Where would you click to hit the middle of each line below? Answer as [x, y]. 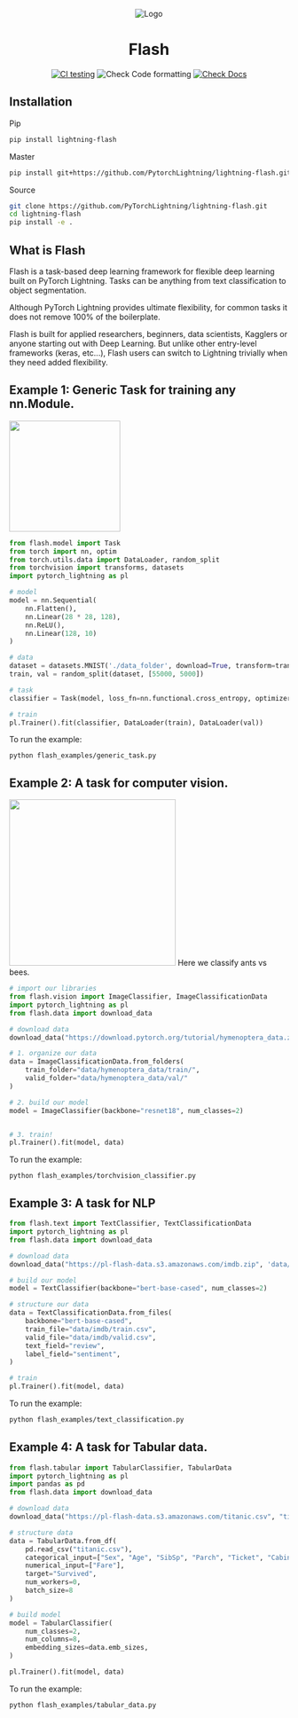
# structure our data [49, 1305]
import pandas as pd [47, 1484]
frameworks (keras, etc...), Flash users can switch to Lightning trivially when [149, 353]
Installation [41, 102]
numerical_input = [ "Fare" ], [75, 1565]
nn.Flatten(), [51, 608]
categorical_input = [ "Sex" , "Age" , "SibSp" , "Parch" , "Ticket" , [145, 1557]
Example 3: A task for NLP [82, 1203]
